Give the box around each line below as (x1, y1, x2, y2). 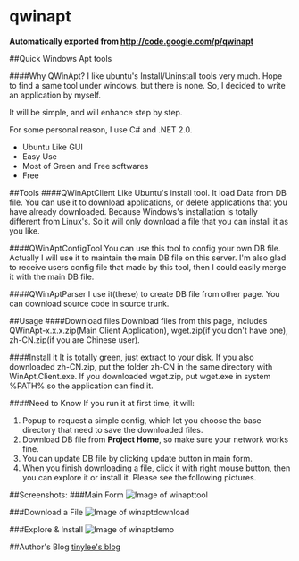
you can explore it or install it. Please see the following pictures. (21, 472, 257, 482)
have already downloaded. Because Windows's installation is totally (9, 206, 259, 217)
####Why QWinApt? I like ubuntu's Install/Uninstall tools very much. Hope (9, 70, 283, 81)
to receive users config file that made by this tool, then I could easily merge (9, 261, 287, 272)
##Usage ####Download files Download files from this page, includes (9, 315, 268, 326)
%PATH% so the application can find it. (9, 380, 154, 391)
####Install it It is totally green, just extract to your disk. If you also (9, 352, 254, 362)
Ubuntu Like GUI (21, 141, 83, 152)
